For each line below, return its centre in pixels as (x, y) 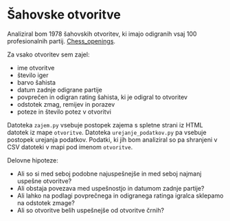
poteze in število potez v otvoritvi (64, 112)
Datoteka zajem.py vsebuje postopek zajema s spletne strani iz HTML (105, 125)
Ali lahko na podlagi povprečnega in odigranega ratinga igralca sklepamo (120, 196)
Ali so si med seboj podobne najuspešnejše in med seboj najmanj (109, 173)
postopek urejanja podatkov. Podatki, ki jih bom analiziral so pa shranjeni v (112, 139)
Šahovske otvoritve (64, 15)
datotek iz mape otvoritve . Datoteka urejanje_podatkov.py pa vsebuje (107, 132)
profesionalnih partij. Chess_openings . (61, 41)
